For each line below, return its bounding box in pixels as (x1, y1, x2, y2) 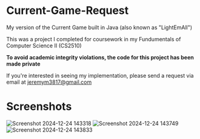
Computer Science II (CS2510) (6, 42, 82, 49)
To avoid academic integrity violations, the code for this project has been (6, 53, 194, 61)
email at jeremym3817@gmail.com (6, 78, 92, 86)
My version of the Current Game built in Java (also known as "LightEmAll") (6, 24, 193, 31)
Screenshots (6, 100, 72, 114)
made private (6, 60, 41, 67)
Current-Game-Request (6, 4, 129, 18)
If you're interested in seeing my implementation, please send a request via (6, 72, 194, 79)
